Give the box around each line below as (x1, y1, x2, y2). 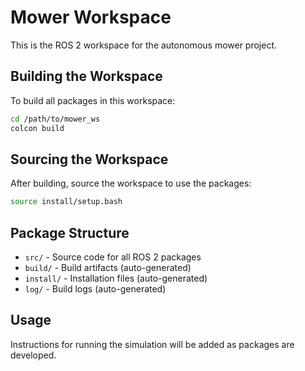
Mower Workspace (10, 6, 172, 29)
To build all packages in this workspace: (10, 94, 176, 106)
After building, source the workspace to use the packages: (10, 177, 252, 190)
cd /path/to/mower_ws (10, 114, 101, 124)
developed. (10, 349, 57, 361)
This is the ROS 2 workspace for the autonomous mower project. (10, 39, 278, 51)
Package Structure (10, 224, 130, 241)
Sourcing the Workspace (10, 151, 169, 168)
